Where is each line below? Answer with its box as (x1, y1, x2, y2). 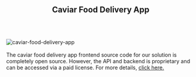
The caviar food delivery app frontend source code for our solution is (6, 51, 177, 58)
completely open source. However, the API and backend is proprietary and (6, 57, 191, 64)
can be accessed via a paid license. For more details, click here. (6, 64, 164, 71)
